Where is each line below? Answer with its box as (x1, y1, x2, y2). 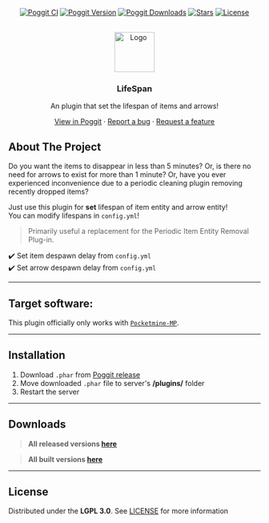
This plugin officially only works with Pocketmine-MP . (8, 317, 179, 328)
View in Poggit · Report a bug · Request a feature (54, 117, 215, 127)
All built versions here (27, 454, 102, 464)
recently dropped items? (8, 187, 90, 196)
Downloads (8, 417, 66, 432)
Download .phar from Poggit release (19, 369, 141, 380)
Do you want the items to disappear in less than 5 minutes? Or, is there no (8, 161, 251, 171)
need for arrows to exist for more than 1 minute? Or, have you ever (8, 170, 227, 179)
